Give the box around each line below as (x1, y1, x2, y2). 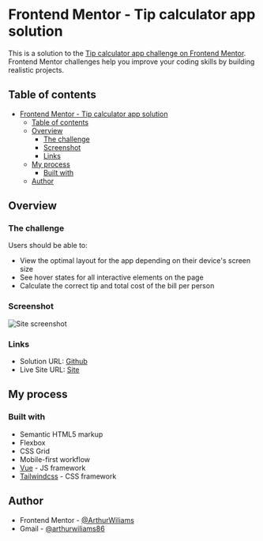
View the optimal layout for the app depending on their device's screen (19, 256, 251, 265)
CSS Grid (19, 446, 50, 456)
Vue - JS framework (19, 463, 86, 472)
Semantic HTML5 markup (19, 429, 103, 439)
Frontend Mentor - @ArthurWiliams (19, 515, 134, 524)
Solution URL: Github (19, 357, 88, 366)
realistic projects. (8, 65, 65, 74)
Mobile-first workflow (19, 454, 91, 464)
